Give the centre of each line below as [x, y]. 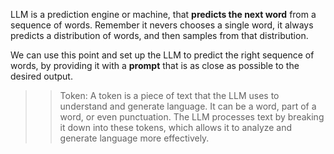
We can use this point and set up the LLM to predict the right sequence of [162, 55]
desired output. [41, 76]
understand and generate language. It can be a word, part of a [188, 106]
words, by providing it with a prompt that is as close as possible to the [155, 65]
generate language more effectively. [134, 138]
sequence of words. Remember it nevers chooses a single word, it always [162, 25]
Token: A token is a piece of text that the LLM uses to [169, 95]
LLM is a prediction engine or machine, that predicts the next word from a [163, 14]
